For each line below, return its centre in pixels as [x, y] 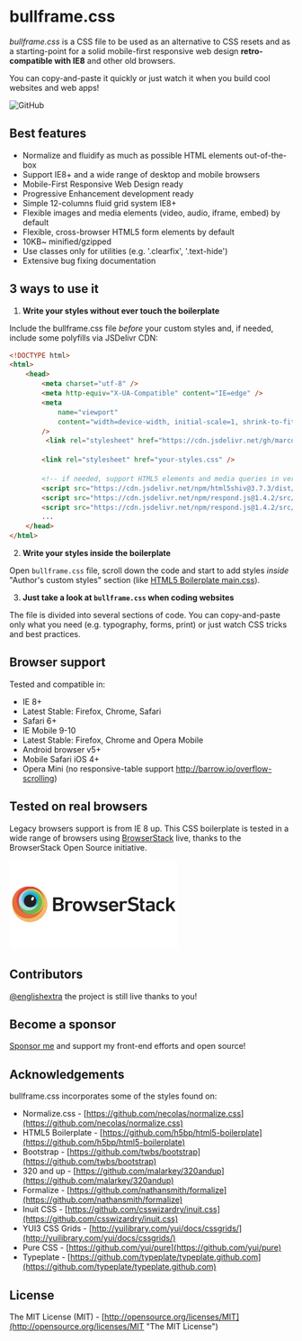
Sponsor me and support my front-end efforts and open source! [128, 1046]
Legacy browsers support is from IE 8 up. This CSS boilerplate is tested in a [149, 828]
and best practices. [45, 634]
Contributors [46, 975]
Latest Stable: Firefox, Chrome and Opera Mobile [113, 740]
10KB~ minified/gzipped [67, 242]
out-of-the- [266, 155]
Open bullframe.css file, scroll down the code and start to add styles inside [149, 570]
